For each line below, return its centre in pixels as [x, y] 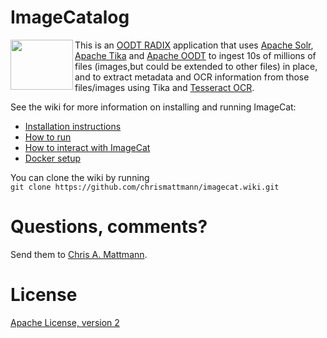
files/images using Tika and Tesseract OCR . [164, 87]
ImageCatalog [70, 17]
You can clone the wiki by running [80, 177]
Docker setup [53, 158]
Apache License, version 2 [65, 322]
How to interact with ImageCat [87, 147]
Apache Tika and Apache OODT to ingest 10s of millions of [195, 55]
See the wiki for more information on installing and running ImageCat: [153, 107]
